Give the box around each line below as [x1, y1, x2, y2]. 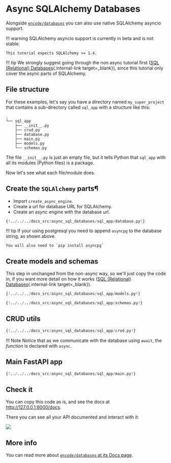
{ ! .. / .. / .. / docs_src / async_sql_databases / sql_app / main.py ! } [6, 371, 136, 376]
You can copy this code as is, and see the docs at [6, 399, 110, 405]
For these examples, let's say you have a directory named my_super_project [6, 99, 164, 105]
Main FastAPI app [6, 358, 63, 367]
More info [6, 438, 37, 447]
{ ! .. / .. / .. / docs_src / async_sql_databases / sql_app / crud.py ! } [6, 328, 136, 333]
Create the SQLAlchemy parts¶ [6, 184, 99, 193]
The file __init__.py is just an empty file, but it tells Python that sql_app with [6, 154, 166, 160]
